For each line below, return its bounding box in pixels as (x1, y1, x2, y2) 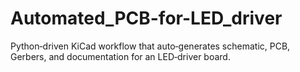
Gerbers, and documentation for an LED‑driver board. (10, 50, 231, 62)
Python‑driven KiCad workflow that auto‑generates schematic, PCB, (10, 40, 291, 52)
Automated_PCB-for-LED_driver (10, 7, 283, 30)
